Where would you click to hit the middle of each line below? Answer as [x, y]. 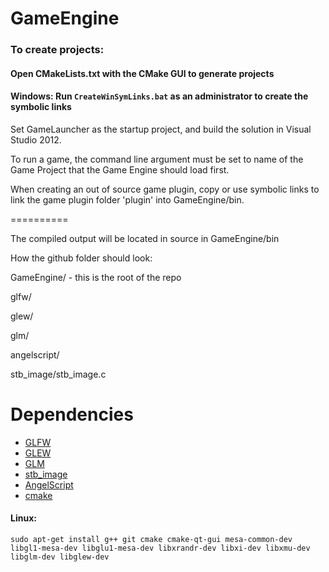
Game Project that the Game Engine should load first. [120, 169]
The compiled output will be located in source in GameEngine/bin [145, 238]
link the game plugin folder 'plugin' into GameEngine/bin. [127, 199]
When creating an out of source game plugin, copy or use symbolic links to [165, 189]
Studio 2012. [36, 139]
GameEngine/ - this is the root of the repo [96, 277]
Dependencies [72, 414]
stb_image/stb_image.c [58, 374]
